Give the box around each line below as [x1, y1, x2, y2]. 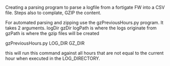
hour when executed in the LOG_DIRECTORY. [5, 55, 100, 61]
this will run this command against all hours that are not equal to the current [5, 50, 164, 56]
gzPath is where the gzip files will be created [5, 30, 99, 36]
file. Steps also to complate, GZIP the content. [5, 10, 102, 16]
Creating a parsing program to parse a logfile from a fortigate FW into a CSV [5, 5, 165, 10]
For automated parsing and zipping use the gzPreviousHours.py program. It [5, 20, 164, 25]
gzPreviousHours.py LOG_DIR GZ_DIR [5, 40, 85, 46]
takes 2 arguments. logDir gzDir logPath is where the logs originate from [5, 25, 157, 31]
